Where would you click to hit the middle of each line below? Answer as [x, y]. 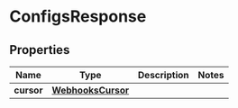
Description [164, 75]
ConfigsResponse [78, 17]
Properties [40, 50]
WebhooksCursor [91, 90]
